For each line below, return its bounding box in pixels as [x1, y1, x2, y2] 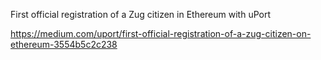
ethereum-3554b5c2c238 [10, 39, 118, 50]
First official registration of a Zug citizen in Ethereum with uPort [10, 9, 272, 20]
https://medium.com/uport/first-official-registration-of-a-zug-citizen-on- [10, 28, 312, 39]
